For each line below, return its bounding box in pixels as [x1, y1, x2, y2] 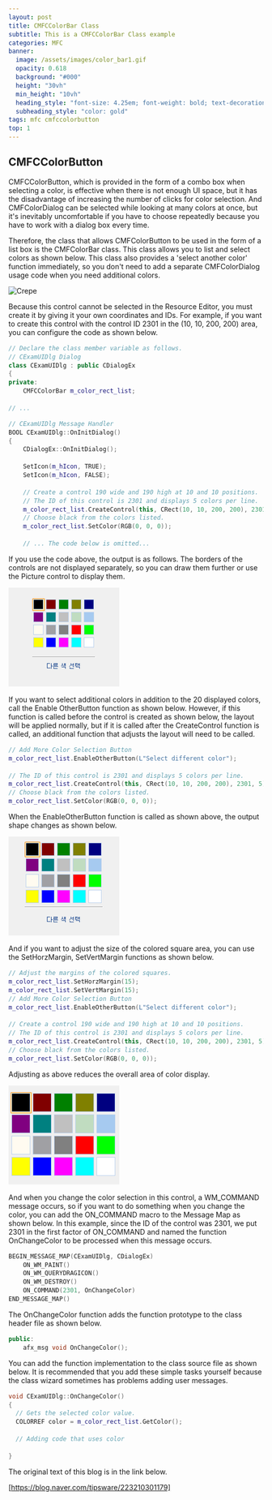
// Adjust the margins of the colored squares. [8, 969, 172, 978]
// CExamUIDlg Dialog [8, 353, 82, 361]
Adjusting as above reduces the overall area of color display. [8, 1069, 210, 1079]
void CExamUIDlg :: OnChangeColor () [8, 1392, 125, 1400]
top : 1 [8, 124, 31, 133]
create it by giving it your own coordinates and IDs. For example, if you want [8, 310, 262, 320]
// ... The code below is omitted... [23, 539, 151, 548]
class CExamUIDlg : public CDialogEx [8, 361, 136, 369]
